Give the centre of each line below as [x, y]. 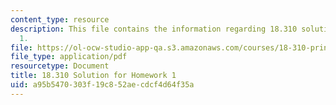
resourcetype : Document [60, 66]
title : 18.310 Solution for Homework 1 [93, 76]
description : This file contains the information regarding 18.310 [154, 29]
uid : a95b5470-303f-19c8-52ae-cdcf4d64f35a [102, 85]
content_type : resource [60, 19]
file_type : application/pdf [69, 57]
